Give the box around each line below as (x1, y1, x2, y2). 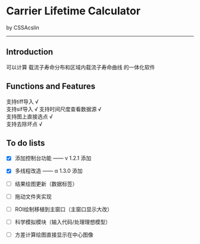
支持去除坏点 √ (6, 120, 43, 127)
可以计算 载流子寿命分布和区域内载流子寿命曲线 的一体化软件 (6, 63, 155, 71)
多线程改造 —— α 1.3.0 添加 (14, 167, 83, 175)
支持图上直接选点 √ (6, 112, 53, 120)
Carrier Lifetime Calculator (6, 4, 141, 18)
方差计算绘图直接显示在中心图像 (14, 231, 93, 238)
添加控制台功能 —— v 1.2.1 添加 (14, 154, 92, 162)
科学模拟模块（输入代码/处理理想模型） (14, 218, 111, 225)
